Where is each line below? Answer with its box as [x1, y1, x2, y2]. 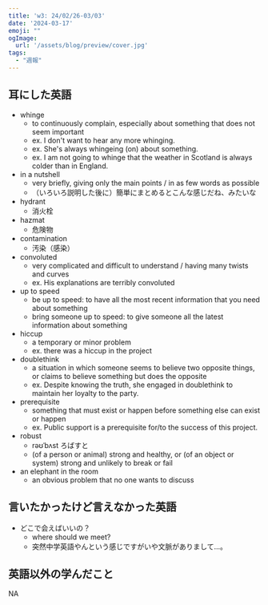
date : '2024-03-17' [8, 19, 74, 27]
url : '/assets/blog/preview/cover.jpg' [15, 42, 149, 50]
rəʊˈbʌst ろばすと [31, 440, 89, 450]
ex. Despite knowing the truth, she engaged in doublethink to [31, 380, 234, 389]
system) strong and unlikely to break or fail [31, 458, 174, 467]
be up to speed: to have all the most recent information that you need [31, 294, 260, 305]
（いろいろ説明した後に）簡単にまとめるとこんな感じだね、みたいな [31, 188, 257, 197]
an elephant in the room [19, 466, 98, 476]
